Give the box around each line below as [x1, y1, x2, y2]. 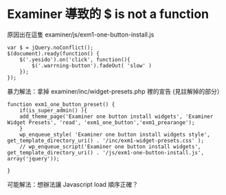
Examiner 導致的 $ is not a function [7, 6, 210, 22]
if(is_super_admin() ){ [19, 107, 88, 114]
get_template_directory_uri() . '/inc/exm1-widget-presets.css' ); [7, 137, 205, 144]
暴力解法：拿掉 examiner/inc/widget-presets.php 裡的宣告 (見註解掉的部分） [7, 87, 223, 95]
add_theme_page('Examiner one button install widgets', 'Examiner [19, 113, 214, 120]
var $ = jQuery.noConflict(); [7, 44, 94, 51]
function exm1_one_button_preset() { [7, 101, 115, 107]
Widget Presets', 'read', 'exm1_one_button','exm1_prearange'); [7, 119, 195, 126]
